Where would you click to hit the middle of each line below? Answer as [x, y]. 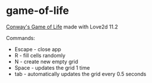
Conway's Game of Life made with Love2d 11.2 [62, 27]
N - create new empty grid [46, 62]
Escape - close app [38, 49]
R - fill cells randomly [40, 55]
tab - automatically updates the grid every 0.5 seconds [80, 74]
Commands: [21, 38]
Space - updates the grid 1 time [52, 67]
